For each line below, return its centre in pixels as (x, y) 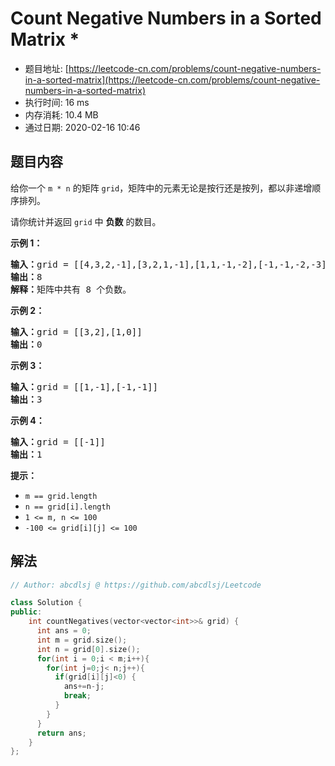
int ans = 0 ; (64, 631)
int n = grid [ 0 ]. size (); (88, 649)
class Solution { (46, 603)
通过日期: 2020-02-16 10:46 (82, 127)
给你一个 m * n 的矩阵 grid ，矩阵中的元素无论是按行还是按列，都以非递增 (161, 188)
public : (26, 612)
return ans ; (61, 733)
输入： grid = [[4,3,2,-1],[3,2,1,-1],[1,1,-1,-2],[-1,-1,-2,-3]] (171, 264)
